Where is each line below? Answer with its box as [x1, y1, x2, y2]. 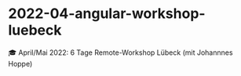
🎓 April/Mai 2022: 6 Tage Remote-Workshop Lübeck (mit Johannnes [8, 48, 233, 57]
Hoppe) [8, 59, 33, 68]
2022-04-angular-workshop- [8, 5, 206, 23]
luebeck [8, 21, 62, 39]
